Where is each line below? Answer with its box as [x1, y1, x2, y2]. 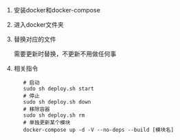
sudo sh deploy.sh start [23, 85, 94, 92]
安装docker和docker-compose [13, 6, 101, 14]
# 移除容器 [23, 106, 50, 113]
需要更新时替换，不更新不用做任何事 [13, 50, 117, 58]
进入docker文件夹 [13, 21, 64, 29]
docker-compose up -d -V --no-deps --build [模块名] [23, 126, 174, 133]
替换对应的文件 [13, 35, 56, 43]
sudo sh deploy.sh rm [23, 112, 85, 119]
